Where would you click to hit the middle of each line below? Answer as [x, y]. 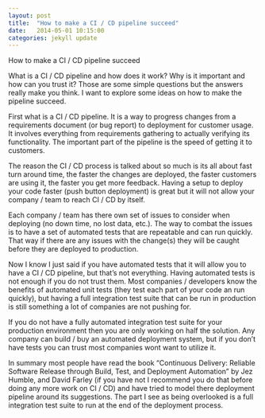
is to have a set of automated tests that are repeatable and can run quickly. [131, 232]
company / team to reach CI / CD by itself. [77, 200]
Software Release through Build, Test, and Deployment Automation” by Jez [131, 372]
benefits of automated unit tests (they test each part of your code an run [127, 290]
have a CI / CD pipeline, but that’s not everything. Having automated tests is [132, 273]
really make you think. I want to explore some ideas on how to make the [125, 93]
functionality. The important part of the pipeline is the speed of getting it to [130, 142]
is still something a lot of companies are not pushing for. [100, 307]
